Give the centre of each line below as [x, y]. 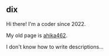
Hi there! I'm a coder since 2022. [46, 24]
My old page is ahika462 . [37, 35]
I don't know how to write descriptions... [55, 47]
